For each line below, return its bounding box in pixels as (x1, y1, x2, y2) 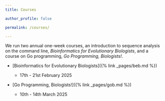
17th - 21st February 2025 (19, 72, 72, 78)
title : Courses (5, 7, 37, 12)
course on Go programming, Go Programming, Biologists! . (5, 53, 124, 59)
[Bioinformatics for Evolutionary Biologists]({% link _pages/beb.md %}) (12, 63, 157, 69)
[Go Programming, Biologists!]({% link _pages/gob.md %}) (12, 82, 132, 88)
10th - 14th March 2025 (19, 92, 68, 98)
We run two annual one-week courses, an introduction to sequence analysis (5, 43, 160, 49)
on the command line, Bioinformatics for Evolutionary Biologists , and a (5, 48, 149, 54)
